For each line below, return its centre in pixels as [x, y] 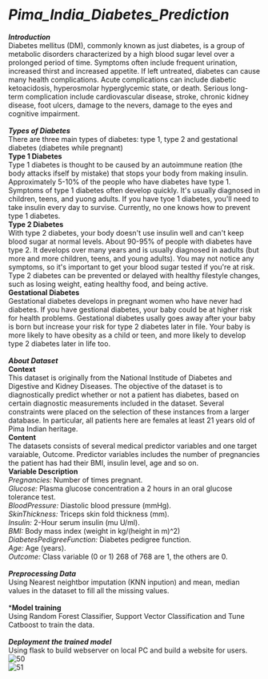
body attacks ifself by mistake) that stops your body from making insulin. [128, 173]
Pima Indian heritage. [43, 428]
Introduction [29, 37]
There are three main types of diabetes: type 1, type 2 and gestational [123, 139]
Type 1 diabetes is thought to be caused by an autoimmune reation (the [125, 164]
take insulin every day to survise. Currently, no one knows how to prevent [129, 207]
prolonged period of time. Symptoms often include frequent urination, [123, 63]
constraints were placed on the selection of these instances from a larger [129, 411]
